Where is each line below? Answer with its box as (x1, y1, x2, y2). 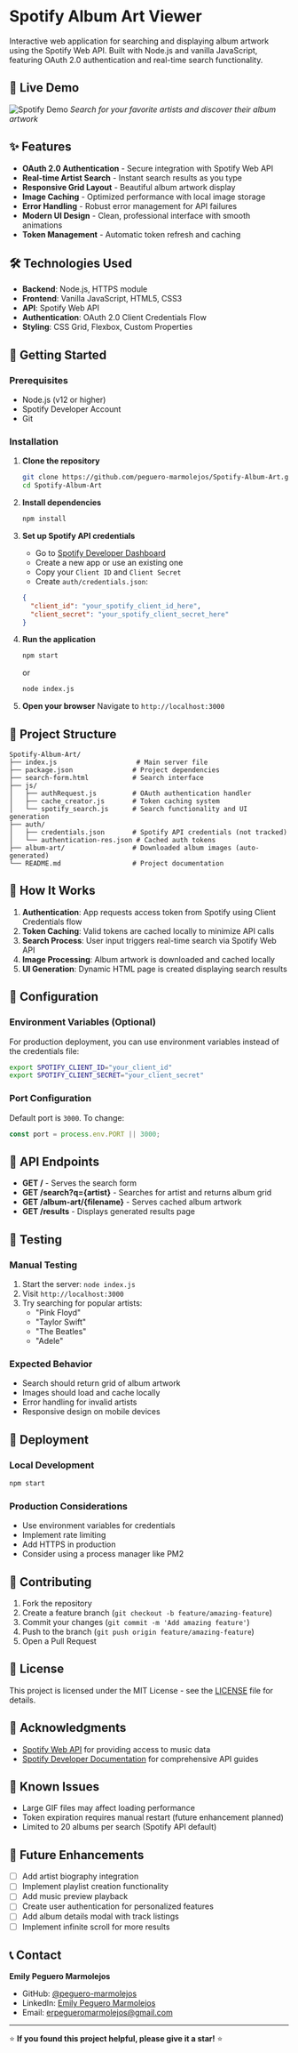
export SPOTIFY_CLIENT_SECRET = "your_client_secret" (9, 1071, 204, 1080)
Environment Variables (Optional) (9, 1016, 157, 1028)
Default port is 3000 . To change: (9, 1112, 125, 1123)
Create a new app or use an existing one (35, 557, 184, 568)
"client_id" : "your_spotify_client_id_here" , (30, 601, 201, 610)
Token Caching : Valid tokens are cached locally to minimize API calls (21, 925, 275, 936)
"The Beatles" (35, 1325, 87, 1336)
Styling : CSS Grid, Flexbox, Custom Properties (21, 322, 193, 333)
